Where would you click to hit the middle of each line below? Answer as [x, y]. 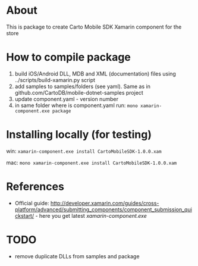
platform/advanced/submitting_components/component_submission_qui [103, 209]
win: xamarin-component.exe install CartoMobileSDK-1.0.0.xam [84, 151]
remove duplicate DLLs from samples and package [77, 256]
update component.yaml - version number [67, 99]
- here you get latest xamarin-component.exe [91, 215]
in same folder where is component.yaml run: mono [76, 105]
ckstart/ [24, 215]
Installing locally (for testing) [79, 135]
